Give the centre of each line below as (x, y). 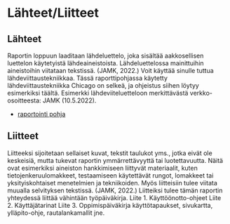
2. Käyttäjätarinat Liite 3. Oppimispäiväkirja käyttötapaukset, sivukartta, (110, 205)
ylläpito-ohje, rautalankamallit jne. (56, 213)
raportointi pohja (41, 114)
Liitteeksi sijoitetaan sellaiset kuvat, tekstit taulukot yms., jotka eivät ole (110, 153)
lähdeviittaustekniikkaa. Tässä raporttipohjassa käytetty (88, 78)
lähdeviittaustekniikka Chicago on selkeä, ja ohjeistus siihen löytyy (103, 85)
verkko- (201, 93)
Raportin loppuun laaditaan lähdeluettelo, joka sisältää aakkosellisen (106, 55)
